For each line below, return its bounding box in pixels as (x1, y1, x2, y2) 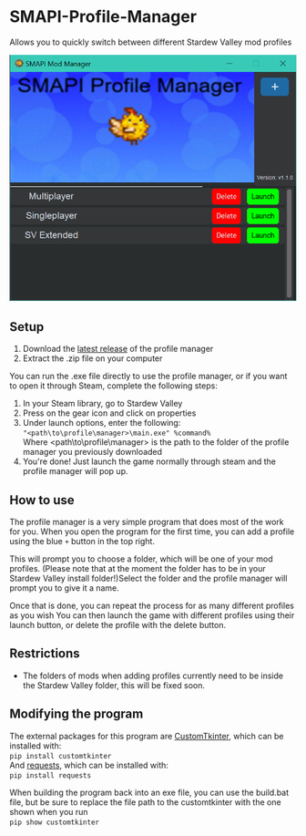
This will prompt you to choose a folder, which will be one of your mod (9, 553, 273, 564)
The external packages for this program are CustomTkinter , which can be (9, 730, 284, 741)
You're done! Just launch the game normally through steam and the (22, 456, 276, 467)
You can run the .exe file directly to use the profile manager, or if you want (9, 371, 288, 382)
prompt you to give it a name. (9, 582, 120, 593)
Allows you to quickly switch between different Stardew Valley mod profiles (9, 36, 292, 47)
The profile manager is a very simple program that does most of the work (9, 516, 284, 527)
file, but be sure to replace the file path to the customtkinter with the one (9, 796, 281, 808)
